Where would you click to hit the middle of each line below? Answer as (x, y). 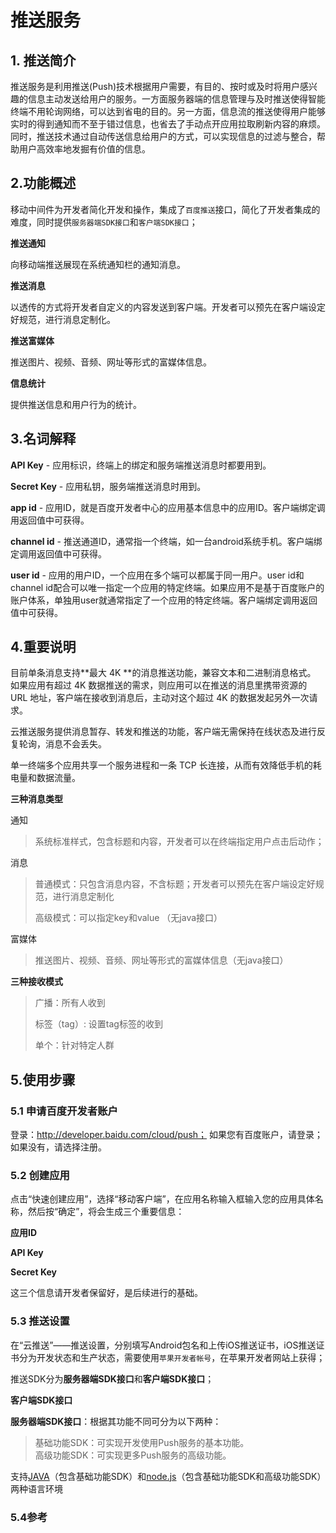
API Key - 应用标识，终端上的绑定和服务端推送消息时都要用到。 (141, 465)
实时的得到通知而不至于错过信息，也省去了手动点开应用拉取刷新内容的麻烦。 (168, 124)
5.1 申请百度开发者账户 (64, 1111)
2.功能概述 (43, 183)
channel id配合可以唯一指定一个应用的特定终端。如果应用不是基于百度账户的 (167, 587)
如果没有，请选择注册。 (58, 1147)
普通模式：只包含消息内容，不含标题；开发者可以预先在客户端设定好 (175, 884)
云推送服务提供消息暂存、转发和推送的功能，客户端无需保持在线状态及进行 (163, 732)
